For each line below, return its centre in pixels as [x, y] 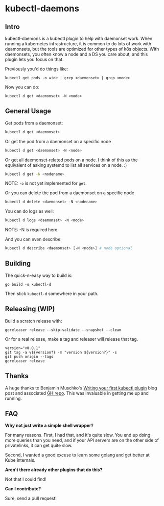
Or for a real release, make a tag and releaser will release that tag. [71, 339]
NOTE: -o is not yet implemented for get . [46, 183]
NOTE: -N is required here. [32, 230]
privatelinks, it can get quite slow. [39, 446]
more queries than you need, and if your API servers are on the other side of [82, 440]
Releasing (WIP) [30, 309]
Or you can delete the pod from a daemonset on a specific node [70, 193]
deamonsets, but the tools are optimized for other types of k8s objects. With [82, 49]
